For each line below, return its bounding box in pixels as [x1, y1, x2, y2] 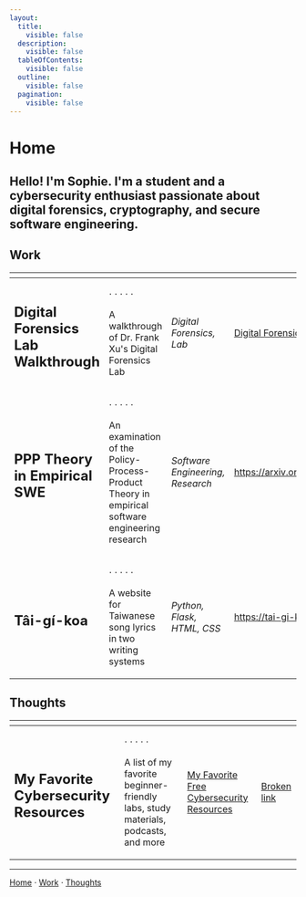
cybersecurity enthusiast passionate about [9, 188, 260, 203]
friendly [124, 790, 158, 803]
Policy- [108, 453, 141, 465]
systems [108, 654, 146, 667]
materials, [124, 813, 167, 826]
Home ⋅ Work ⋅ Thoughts [9, 877, 102, 888]
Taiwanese [108, 609, 156, 621]
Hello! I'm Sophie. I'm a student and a [9, 173, 226, 189]
